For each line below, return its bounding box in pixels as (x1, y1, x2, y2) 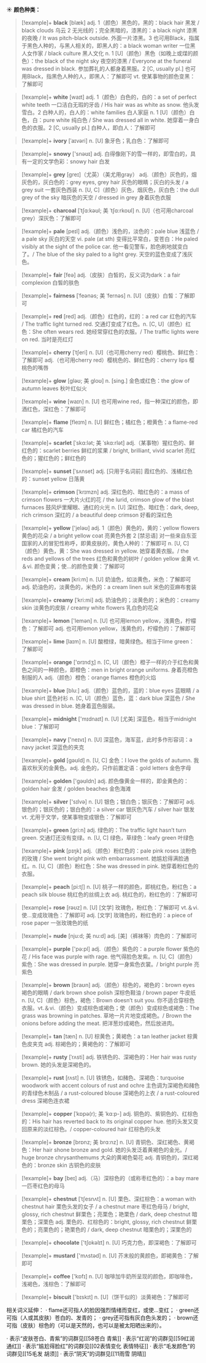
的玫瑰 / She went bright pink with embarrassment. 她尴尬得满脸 (21, 855, 184, 862)
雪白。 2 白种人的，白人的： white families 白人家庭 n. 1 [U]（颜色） (21, 109, 190, 116)
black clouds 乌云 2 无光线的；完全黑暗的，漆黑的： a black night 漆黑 (21, 27, 197, 34)
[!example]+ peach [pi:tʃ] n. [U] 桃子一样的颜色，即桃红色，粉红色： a (21, 883, 197, 890)
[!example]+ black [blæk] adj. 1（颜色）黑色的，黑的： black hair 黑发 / (21, 19, 200, 26)
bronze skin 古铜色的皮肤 (37, 1162, 101, 1169)
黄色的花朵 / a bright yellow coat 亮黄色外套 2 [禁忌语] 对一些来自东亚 (21, 532, 197, 539)
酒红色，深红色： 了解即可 (21, 405, 86, 413)
